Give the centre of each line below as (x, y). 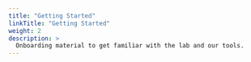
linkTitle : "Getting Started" (60, 23)
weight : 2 (25, 31)
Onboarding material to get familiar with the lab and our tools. (130, 46)
